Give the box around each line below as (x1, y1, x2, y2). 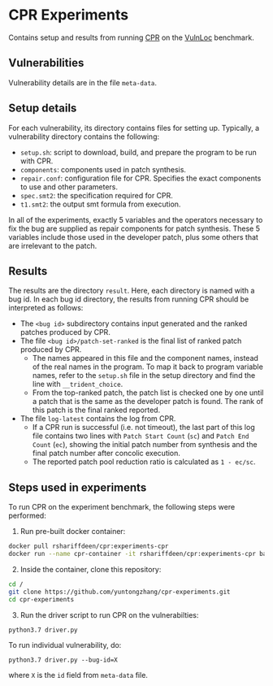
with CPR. (19, 156, 54, 166)
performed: (8, 510, 46, 521)
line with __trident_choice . (32, 380, 123, 389)
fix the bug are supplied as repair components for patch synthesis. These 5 (8, 224, 260, 233)
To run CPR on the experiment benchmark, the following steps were (8, 502, 236, 512)
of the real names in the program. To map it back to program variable (32, 362, 264, 371)
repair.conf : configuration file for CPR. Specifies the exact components (19, 173, 262, 183)
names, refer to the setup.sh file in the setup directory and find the (32, 371, 256, 380)
